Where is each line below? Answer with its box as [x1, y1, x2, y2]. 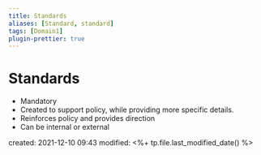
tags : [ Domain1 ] [8, 27, 63, 35]
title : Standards [8, 11, 67, 20]
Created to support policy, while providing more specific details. [19, 105, 234, 114]
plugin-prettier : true [8, 34, 85, 43]
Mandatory [19, 97, 58, 106]
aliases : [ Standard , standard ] [8, 19, 114, 28]
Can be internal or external [19, 123, 109, 132]
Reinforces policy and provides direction [19, 114, 156, 123]
